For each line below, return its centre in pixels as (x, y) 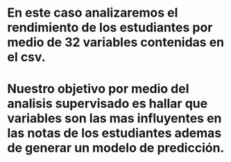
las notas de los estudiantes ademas (114, 133)
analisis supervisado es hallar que (108, 104)
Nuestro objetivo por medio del (98, 89)
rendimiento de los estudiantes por (110, 27)
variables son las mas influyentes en (114, 119)
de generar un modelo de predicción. (116, 148)
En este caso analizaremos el (93, 13)
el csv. (27, 57)
